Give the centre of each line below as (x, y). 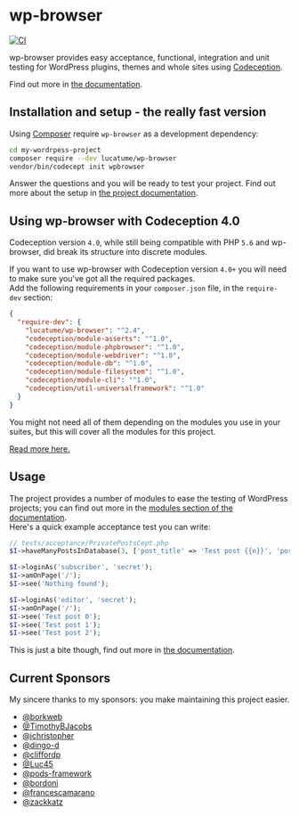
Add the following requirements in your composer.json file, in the (127, 288)
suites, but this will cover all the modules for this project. (113, 431)
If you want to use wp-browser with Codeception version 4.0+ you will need (148, 269)
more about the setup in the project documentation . (104, 193)
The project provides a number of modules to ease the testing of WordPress (149, 498)
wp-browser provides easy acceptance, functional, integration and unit (139, 57)
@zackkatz (43, 802)
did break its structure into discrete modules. (125, 252)
